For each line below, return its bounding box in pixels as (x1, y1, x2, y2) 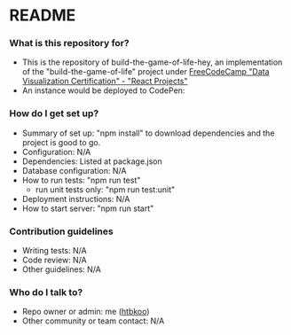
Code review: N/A (21, 254, 87, 266)
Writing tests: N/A (21, 245, 87, 256)
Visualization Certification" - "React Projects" (21, 76, 188, 87)
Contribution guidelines (9, 225, 114, 238)
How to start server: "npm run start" (21, 203, 154, 214)
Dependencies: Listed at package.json (21, 156, 162, 167)
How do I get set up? (9, 107, 99, 120)
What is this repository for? (9, 37, 130, 50)
